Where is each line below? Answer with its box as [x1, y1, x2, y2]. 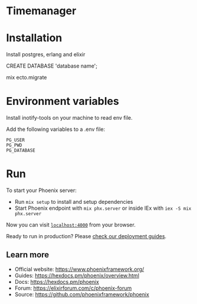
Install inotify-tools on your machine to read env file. [6, 114, 133, 121]
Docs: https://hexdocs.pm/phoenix [14, 278, 99, 285]
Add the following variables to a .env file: [6, 126, 106, 133]
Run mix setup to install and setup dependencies [14, 199, 133, 205]
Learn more [6, 250, 50, 260]
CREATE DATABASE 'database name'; [6, 62, 98, 69]
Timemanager [6, 4, 77, 18]
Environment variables [6, 95, 119, 108]
